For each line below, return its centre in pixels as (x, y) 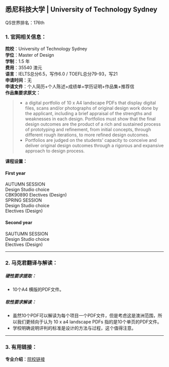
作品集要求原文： (23, 93)
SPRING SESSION (23, 200)
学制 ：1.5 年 (18, 61)
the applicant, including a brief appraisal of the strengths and (88, 114)
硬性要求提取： (21, 276)
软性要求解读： (21, 302)
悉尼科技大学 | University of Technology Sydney (81, 10)
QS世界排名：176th (25, 23)
